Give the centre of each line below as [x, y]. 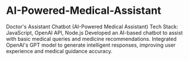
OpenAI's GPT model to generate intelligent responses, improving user [91, 45]
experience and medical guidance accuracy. [59, 51]
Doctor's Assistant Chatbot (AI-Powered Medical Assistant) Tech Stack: [92, 27]
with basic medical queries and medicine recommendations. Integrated [91, 39]
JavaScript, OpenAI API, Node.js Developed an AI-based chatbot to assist [94, 32]
